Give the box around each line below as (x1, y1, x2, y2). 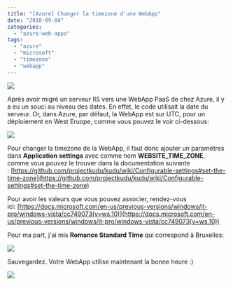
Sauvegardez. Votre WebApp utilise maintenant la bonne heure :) (7, 257, 194, 266)
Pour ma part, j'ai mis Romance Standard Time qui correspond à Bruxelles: (7, 231, 224, 239)
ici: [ (7, 202, 20, 210)
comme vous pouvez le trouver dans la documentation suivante (7, 158, 190, 167)
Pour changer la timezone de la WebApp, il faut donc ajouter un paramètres (7, 144, 225, 152)
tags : (7, 36, 23, 43)
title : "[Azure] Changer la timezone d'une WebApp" (7, 10, 161, 18)
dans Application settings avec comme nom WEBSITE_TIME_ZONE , (7, 151, 205, 160)
